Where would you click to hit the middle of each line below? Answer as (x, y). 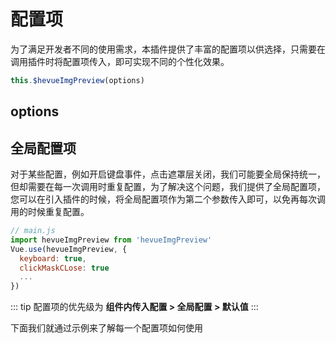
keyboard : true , (53, 258)
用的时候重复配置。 (50, 212)
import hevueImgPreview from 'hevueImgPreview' (111, 240)
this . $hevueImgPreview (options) (77, 80)
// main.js (33, 231)
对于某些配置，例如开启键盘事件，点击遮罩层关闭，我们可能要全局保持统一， (168, 174)
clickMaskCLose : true (64, 268)
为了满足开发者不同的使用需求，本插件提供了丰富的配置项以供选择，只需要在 (168, 49)
